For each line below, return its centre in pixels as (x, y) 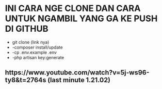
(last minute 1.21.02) (79, 80)
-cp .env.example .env (34, 52)
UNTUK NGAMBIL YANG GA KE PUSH (81, 19)
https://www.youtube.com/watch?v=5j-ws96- (77, 73)
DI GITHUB (27, 29)
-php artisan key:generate (38, 57)
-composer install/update (37, 47)
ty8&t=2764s (26, 80)
